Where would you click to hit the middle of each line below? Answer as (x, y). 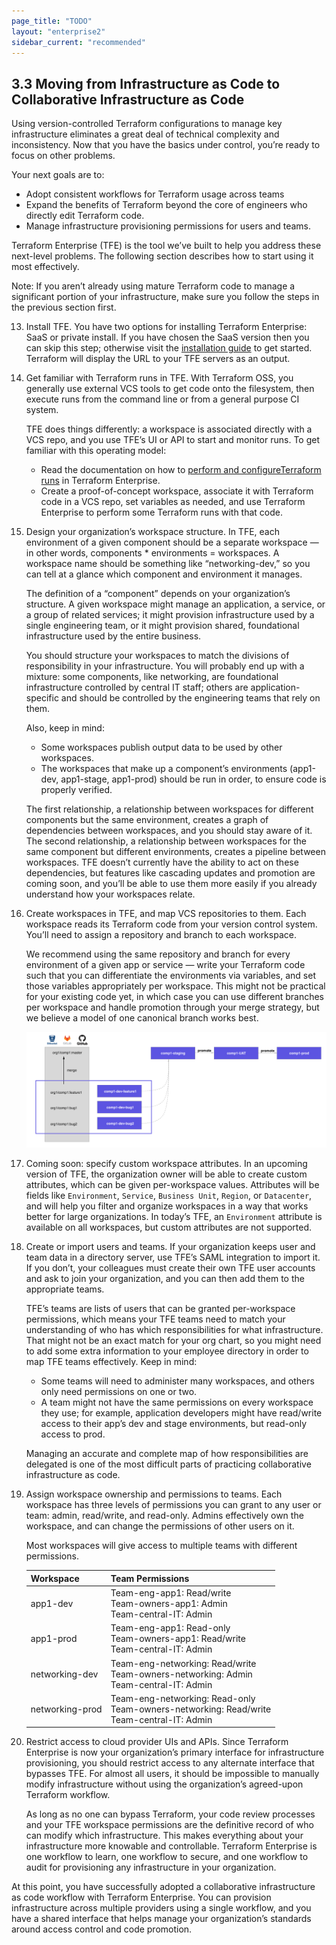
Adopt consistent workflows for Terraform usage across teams (155, 194)
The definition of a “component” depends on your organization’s (158, 594)
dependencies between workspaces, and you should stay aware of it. (169, 831)
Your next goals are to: (58, 175)
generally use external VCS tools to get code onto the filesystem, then (170, 389)
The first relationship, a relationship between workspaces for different (169, 809)
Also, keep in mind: (65, 728)
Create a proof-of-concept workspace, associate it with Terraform (177, 491)
